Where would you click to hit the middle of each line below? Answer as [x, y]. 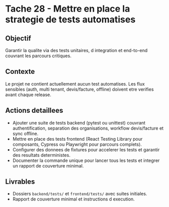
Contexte [20, 72]
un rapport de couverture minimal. [48, 165]
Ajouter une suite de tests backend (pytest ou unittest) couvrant [79, 122]
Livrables [20, 182]
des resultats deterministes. [41, 155]
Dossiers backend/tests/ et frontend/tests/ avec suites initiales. [80, 194]
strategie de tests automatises [70, 19]
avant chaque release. [28, 95]
